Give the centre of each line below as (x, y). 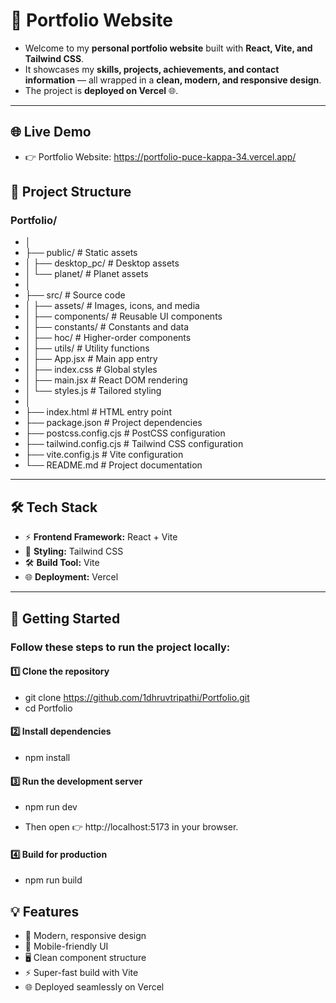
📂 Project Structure (71, 192)
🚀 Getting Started (65, 618)
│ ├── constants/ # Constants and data (107, 327)
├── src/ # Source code (75, 295)
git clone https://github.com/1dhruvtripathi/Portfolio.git (137, 697)
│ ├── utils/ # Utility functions (87, 348)
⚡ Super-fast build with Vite (81, 973)
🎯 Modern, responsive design (85, 936)
